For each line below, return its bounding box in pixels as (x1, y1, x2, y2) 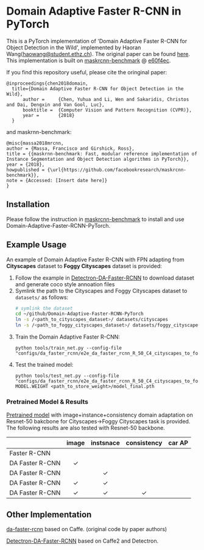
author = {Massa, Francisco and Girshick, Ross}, (6, 145, 135, 152)
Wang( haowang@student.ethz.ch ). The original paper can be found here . (6, 50, 191, 57)
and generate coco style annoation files (15, 280, 115, 287)
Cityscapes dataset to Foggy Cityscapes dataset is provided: (6, 262, 163, 269)
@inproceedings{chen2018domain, (6, 80, 88, 86)
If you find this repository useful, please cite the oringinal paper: (6, 68, 167, 76)
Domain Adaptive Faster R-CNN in (6, 4, 181, 18)
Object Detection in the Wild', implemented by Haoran (6, 44, 141, 51)
